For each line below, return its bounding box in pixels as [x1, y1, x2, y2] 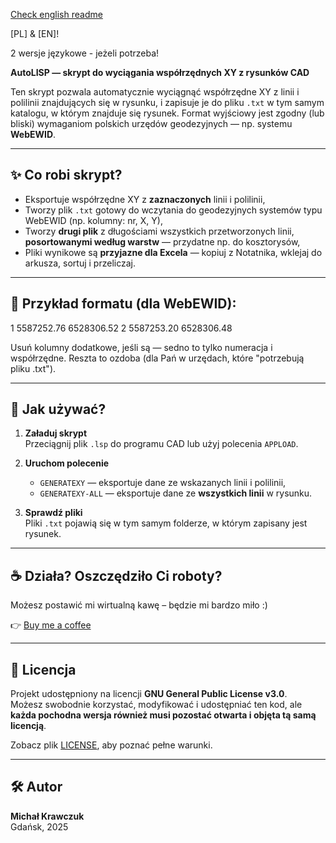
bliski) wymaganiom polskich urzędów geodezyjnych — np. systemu [10, 118, 293, 129]
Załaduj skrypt [24, 427, 88, 439]
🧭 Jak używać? [10, 401, 107, 418]
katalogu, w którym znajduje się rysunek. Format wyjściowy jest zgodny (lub [10, 107, 325, 119]
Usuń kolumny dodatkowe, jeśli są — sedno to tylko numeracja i [10, 341, 273, 353]
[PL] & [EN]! [10, 28, 60, 39]
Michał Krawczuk [10, 810, 85, 822]
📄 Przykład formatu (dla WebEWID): [10, 295, 237, 313]
